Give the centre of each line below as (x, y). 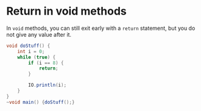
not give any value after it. (39, 34)
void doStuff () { (28, 46)
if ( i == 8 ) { (46, 63)
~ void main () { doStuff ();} (41, 102)
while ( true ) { (37, 57)
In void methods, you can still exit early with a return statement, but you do (101, 28)
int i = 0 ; (31, 51)
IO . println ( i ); (48, 85)
